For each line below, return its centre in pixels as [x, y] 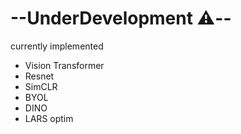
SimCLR [41, 86]
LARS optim [49, 118]
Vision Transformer [64, 65]
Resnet [39, 76]
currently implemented [57, 46]
